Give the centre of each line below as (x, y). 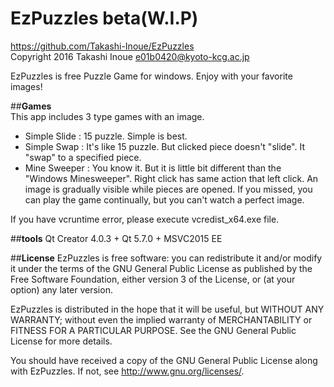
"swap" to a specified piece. (83, 157)
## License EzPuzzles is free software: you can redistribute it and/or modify (166, 258)
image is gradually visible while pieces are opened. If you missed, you (168, 189)
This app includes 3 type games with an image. (107, 116)
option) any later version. (61, 289)
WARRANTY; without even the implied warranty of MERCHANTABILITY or (161, 319)
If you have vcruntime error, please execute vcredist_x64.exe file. (145, 219)
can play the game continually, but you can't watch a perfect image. (164, 199)
